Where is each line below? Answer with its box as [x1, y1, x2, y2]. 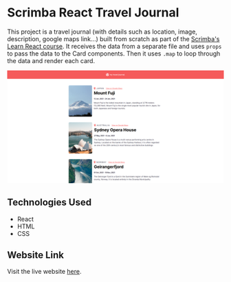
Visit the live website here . [7, 268, 82, 276]
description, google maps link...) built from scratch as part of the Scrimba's [7, 34, 220, 43]
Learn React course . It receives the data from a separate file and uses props [7, 42, 222, 50]
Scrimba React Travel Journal [7, 5, 179, 21]
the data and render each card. [7, 56, 95, 64]
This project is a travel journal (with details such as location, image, [7, 27, 198, 36]
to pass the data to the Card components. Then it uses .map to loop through [7, 49, 221, 58]
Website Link [7, 249, 64, 261]
